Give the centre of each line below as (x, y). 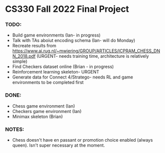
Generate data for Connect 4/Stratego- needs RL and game (73, 77)
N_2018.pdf (24, 56)
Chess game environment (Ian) (44, 106)
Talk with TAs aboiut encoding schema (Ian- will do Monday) (74, 40)
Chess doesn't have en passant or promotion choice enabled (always (82, 140)
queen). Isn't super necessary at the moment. (58, 145)
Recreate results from (34, 46)
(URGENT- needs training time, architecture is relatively (93, 56)
